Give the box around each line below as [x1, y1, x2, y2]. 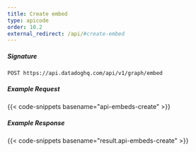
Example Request [7, 84, 60, 93]
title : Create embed [7, 10, 69, 18]
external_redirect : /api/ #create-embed [7, 30, 125, 37]
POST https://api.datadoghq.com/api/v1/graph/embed [7, 70, 163, 77]
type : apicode [7, 17, 50, 24]
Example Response [7, 118, 65, 127]
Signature [7, 52, 38, 60]
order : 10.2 [7, 23, 42, 30]
